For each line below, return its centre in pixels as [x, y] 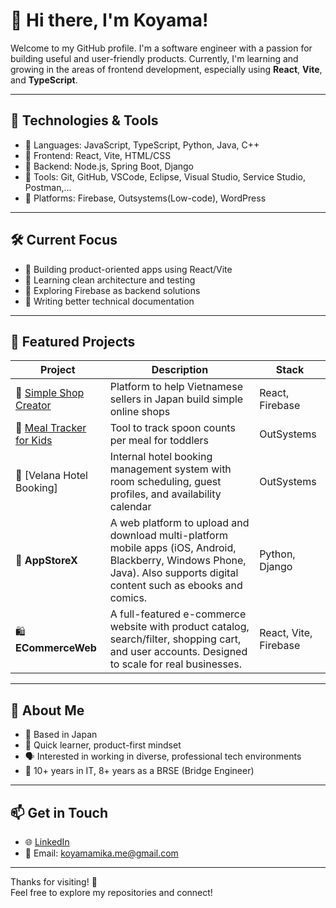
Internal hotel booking [161, 457]
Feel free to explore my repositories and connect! [111, 892]
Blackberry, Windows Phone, [178, 561]
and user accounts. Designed [178, 652]
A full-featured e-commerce [178, 614]
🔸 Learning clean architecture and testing [110, 280]
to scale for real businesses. [175, 664]
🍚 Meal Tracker [51, 428]
